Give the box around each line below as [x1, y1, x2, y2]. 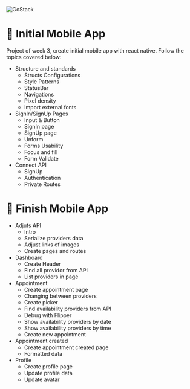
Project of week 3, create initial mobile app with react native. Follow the [6, 47, 185, 54]
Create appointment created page [24, 344, 109, 351]
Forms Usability [24, 142, 64, 149]
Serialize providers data [24, 234, 84, 242]
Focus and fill [24, 148, 58, 156]
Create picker [24, 298, 59, 306]
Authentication [24, 174, 61, 181]
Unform [24, 135, 44, 143]
